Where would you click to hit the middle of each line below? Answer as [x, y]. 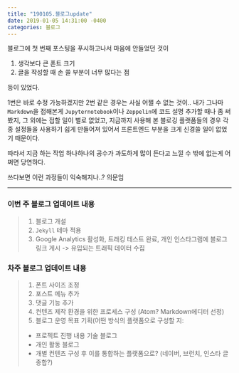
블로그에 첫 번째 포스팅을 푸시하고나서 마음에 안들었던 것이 [88, 48]
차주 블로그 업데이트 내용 [47, 268]
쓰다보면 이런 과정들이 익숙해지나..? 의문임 [66, 177]
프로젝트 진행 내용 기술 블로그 [76, 335]
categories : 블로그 [34, 27]
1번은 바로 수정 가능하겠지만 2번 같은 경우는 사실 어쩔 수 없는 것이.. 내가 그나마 [116, 103]
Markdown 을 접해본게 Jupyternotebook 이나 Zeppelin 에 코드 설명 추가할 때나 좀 [116, 112]
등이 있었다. [24, 88]
